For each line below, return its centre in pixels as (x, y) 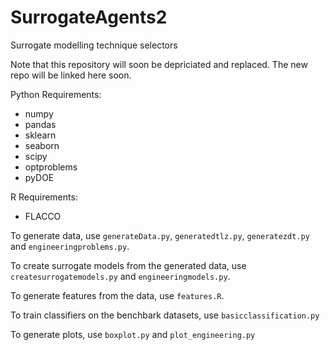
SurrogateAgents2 (89, 17)
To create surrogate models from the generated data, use (128, 265)
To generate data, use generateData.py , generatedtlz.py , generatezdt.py (160, 235)
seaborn (42, 145)
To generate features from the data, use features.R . (117, 295)
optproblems (51, 167)
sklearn (40, 135)
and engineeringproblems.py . (70, 246)
